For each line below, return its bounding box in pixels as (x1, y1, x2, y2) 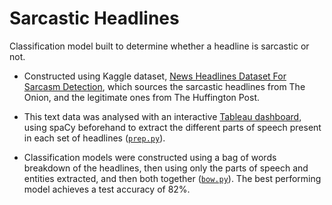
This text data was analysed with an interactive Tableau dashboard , (23, 110, 302, 122)
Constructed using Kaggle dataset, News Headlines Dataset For (23, 70, 287, 82)
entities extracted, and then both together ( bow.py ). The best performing (23, 172, 322, 184)
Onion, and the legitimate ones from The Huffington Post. (23, 91, 261, 103)
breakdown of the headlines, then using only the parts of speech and (23, 162, 309, 174)
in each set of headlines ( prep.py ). (23, 132, 166, 144)
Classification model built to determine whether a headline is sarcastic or (9, 40, 310, 52)
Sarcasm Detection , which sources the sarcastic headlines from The (23, 80, 306, 92)
